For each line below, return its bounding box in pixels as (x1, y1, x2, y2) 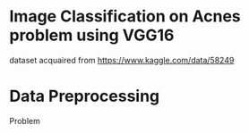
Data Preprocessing (9, 87, 160, 106)
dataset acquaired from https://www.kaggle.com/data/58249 (9, 54, 235, 65)
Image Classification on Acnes (9, 6, 241, 27)
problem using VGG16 (9, 25, 175, 46)
